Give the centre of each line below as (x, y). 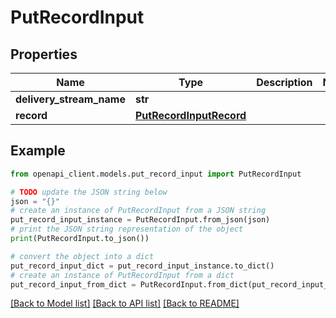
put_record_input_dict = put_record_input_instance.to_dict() (142, 266)
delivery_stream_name (70, 99)
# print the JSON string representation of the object (127, 229)
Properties (44, 54)
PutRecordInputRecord (190, 115)
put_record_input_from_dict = (73, 284)
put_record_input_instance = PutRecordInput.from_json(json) (140, 220)
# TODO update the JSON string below (89, 192)
